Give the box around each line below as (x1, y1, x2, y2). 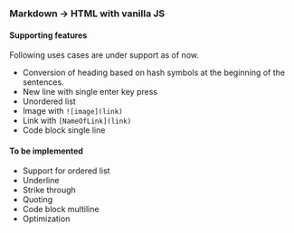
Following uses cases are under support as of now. (9, 50, 199, 61)
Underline (22, 175, 60, 186)
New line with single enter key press (22, 87, 158, 98)
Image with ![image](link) (22, 106, 124, 116)
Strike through (22, 184, 77, 196)
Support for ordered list (22, 165, 110, 176)
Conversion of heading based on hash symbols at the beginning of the (22, 67, 286, 79)
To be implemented (9, 145, 84, 156)
